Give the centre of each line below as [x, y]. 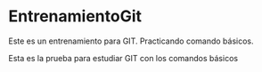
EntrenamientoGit [75, 16]
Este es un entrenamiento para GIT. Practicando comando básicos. [131, 41]
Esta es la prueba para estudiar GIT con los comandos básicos [123, 58]
